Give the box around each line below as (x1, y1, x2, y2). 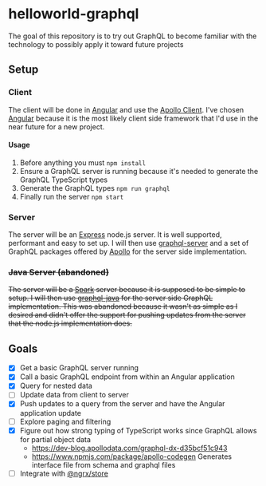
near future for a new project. (8, 121, 105, 132)
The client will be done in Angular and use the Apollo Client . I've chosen (8, 105, 244, 114)
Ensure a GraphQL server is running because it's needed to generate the (19, 166, 259, 176)
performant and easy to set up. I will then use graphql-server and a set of (8, 239, 249, 248)
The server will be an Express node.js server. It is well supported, (8, 230, 222, 239)
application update (19, 408, 82, 417)
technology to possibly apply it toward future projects (8, 39, 184, 49)
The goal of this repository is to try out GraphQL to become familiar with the (8, 31, 257, 41)
